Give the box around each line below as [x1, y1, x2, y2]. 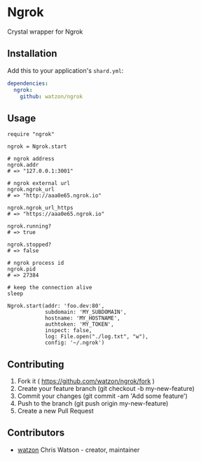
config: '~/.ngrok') [44, 339, 105, 347]
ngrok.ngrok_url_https [7, 205, 74, 212]
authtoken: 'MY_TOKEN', [44, 321, 114, 328]
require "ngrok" [7, 131, 55, 138]
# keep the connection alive [7, 284, 92, 291]
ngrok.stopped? [7, 241, 52, 249]
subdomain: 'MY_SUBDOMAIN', [44, 309, 127, 316]
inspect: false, [44, 327, 92, 334]
